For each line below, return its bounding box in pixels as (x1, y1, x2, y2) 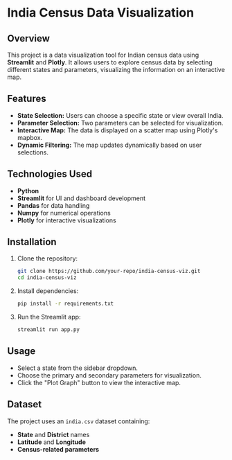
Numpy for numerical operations (17, 209, 111, 217)
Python (17, 186, 39, 195)
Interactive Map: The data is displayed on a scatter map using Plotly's (17, 126, 218, 134)
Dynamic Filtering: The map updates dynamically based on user (17, 141, 202, 149)
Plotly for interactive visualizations (17, 216, 116, 224)
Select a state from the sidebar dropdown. (17, 364, 139, 372)
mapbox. (17, 133, 43, 141)
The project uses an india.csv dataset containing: (7, 417, 150, 425)
